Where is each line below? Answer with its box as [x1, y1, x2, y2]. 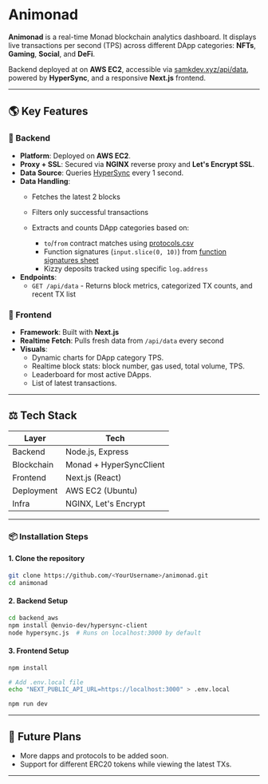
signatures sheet [43, 255, 99, 265]
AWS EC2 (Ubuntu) [65, 485, 138, 496]
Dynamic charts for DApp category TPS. [31, 352, 164, 362]
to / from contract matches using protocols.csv [43, 238, 194, 248]
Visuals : [19, 344, 48, 353]
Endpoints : [19, 272, 57, 281]
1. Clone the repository [8, 554, 85, 563]
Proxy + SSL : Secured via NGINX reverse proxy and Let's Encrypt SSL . [19, 159, 255, 169]
